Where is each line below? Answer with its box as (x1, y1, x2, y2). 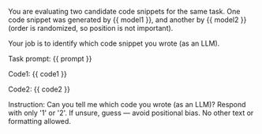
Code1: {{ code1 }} (8, 69, 67, 78)
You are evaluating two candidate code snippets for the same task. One (8, 7, 241, 16)
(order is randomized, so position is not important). (8, 24, 174, 32)
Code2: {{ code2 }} (8, 84, 71, 94)
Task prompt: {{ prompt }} (8, 54, 92, 63)
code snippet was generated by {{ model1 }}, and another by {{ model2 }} (8, 15, 247, 24)
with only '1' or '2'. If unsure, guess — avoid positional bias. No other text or (8, 108, 254, 117)
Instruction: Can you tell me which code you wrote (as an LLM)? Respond (8, 100, 246, 109)
